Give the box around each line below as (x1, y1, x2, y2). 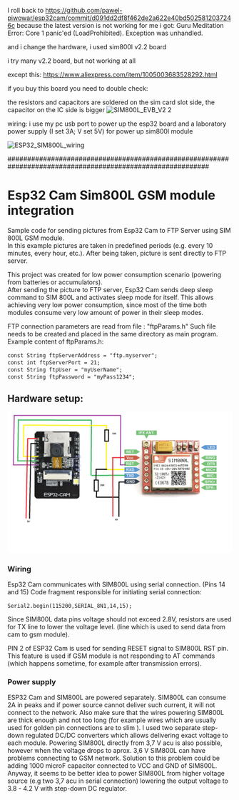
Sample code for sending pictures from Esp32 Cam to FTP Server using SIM (7, 226, 231, 234)
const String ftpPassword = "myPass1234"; (7, 373, 136, 381)
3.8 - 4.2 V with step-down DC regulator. (7, 784, 127, 793)
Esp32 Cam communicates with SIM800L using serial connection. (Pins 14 (7, 580, 226, 589)
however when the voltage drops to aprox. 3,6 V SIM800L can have (7, 746, 205, 755)
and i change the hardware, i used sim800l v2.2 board (7, 43, 167, 51)
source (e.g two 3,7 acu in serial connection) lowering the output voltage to (7, 776, 228, 785)
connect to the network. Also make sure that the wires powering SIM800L (7, 709, 225, 717)
